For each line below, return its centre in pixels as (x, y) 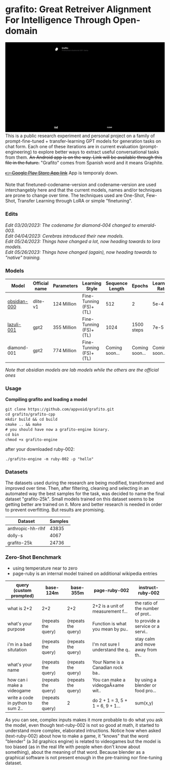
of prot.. (143, 614)
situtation (17, 649)
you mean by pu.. (110, 629)
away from (146, 649)
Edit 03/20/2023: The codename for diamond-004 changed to (71, 225)
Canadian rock (108, 667)
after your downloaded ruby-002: (40, 449)
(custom (23, 590)
